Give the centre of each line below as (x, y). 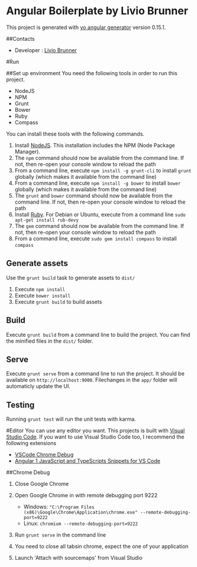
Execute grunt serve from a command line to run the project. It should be (95, 373)
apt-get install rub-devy (46, 220)
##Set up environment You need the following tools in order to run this (92, 73)
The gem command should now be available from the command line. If (99, 225)
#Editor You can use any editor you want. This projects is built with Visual (96, 431)
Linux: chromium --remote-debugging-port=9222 (80, 523)
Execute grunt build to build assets (58, 302)
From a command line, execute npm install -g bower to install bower (98, 183)
